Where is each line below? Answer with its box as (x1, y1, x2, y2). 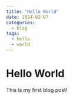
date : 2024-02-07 (6, 14, 49, 20)
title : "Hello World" (6, 8, 59, 15)
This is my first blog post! (6, 86, 68, 93)
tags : (6, 31, 19, 37)
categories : (6, 19, 35, 25)
